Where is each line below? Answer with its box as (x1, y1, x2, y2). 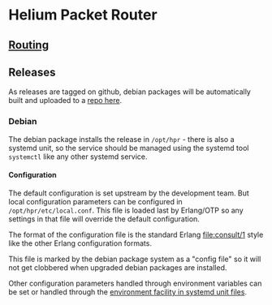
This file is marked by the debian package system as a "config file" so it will (8, 254, 261, 264)
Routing (8, 38, 50, 52)
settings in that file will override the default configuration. (8, 213, 201, 224)
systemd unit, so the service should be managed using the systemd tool (8, 143, 249, 152)
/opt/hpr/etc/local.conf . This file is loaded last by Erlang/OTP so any (8, 205, 244, 215)
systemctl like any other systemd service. (8, 152, 148, 161)
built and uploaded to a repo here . (8, 96, 123, 105)
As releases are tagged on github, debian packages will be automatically (8, 87, 252, 97)
